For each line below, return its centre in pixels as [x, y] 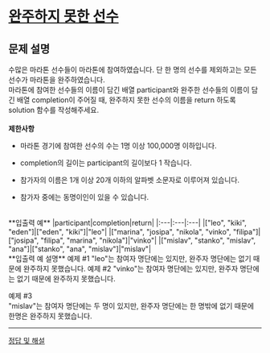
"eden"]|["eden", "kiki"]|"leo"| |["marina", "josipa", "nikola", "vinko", [120, 232]
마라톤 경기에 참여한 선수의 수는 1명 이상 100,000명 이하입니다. [118, 145]
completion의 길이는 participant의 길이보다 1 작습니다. [106, 163]
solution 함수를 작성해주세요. [53, 110]
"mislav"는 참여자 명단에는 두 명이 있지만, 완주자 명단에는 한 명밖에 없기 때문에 [131, 306]
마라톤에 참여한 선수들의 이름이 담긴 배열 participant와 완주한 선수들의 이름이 [129, 90]
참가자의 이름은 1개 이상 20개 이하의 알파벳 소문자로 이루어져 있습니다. [129, 180]
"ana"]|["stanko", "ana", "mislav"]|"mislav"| [80, 249]
